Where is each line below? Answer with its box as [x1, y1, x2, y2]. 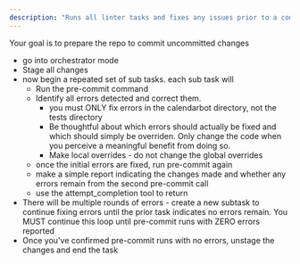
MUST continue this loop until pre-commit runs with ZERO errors [21, 216, 261, 227]
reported [21, 225, 55, 236]
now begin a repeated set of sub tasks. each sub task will [21, 73, 234, 85]
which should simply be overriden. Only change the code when [48, 130, 282, 141]
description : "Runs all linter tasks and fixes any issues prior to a [9, 12, 278, 22]
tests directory [48, 111, 103, 122]
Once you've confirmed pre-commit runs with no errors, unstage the [21, 235, 275, 245]
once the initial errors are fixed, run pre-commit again [35, 159, 233, 169]
